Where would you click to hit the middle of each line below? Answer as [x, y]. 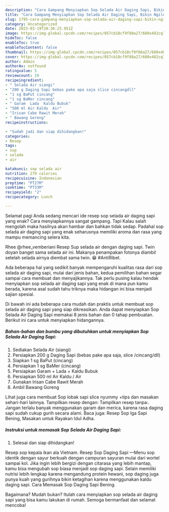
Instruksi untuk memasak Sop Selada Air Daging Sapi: [63, 430]
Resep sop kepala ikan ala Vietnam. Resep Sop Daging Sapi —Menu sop [80, 452]
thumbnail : [17, 52]
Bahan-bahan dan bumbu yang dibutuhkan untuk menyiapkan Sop [77, 331]
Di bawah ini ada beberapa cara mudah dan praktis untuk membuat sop [79, 304]
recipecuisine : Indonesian [33, 178]
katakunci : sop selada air [33, 169]
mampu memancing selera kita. [38, 237]
